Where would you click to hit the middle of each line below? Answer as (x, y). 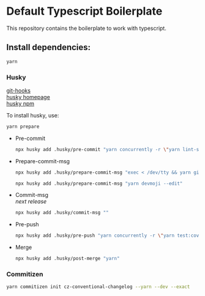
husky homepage (28, 97)
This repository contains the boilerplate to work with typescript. (86, 28)
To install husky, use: (33, 115)
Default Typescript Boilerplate (84, 11)
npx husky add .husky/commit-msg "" (62, 213)
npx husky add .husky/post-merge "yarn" (67, 259)
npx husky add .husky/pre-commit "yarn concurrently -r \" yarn (98, 149)
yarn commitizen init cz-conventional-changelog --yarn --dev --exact (98, 287)
